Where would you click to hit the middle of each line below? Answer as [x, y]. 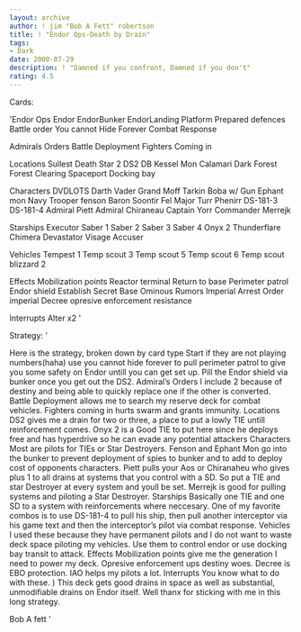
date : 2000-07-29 [42, 59]
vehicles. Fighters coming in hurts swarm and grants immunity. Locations [145, 410]
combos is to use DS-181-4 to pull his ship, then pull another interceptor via [148, 515]
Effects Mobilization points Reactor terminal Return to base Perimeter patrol [149, 281]
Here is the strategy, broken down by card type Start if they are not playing [148, 353]
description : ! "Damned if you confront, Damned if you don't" [130, 68]
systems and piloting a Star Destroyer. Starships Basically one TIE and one [147, 496]
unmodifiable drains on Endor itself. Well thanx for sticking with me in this [145, 591]
